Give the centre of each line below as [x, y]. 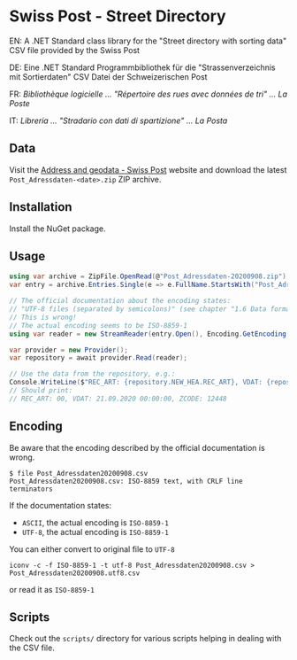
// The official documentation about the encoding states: [120, 301]
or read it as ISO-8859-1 [52, 589]
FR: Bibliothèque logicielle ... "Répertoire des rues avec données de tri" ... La [148, 94]
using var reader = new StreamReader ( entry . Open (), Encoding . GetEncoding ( [150, 334]
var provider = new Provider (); [69, 350]
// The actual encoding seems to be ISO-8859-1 [99, 325]
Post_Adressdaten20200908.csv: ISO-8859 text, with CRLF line [126, 481]
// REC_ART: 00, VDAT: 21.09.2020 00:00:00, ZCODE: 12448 [118, 399]
